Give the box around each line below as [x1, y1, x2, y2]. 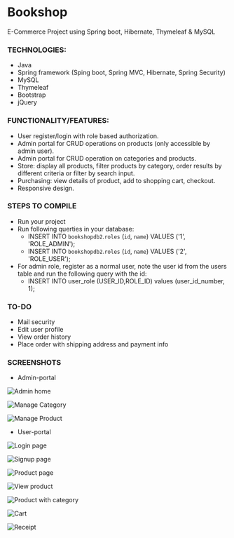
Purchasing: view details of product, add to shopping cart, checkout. [17, 176, 216, 184]
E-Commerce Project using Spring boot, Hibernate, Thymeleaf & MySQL [7, 27, 216, 36]
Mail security [17, 318, 55, 326]
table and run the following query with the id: [17, 269, 147, 278]
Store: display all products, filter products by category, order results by [17, 161, 222, 170]
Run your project [17, 217, 66, 225]
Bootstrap [17, 90, 46, 99]
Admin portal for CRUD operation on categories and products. [17, 154, 196, 162]
